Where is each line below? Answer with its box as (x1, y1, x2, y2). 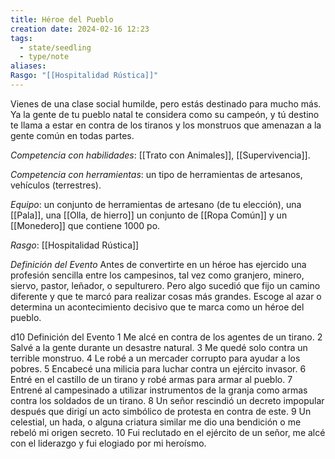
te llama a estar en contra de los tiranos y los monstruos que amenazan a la (10, 119, 322, 131)
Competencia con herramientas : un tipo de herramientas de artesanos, (10, 168, 303, 180)
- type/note (19, 52, 70, 62)
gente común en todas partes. (10, 129, 135, 141)
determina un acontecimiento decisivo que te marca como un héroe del (10, 301, 305, 313)
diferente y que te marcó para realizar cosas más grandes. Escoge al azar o (10, 290, 322, 302)
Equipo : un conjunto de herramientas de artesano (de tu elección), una (10, 198, 302, 210)
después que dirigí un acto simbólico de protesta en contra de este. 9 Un (10, 405, 312, 417)
